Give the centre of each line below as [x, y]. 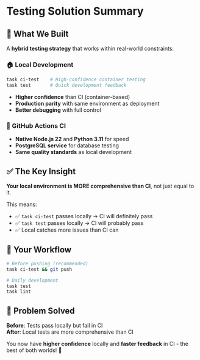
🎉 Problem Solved [41, 311]
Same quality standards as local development [73, 152]
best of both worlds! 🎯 [34, 350]
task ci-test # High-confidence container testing [76, 80]
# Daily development [33, 280]
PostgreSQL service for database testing [67, 145]
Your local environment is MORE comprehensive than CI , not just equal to [100, 186]
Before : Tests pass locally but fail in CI [55, 326]
